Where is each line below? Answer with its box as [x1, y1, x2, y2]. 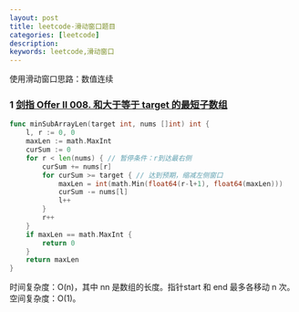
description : [9, 38, 59, 48]
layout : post [9, 13, 59, 23]
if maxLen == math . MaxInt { [26, 230, 132, 239]
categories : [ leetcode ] [9, 30, 100, 39]
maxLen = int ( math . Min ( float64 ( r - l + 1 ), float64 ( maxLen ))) [57, 179, 284, 188]
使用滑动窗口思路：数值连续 [9, 74, 114, 85]
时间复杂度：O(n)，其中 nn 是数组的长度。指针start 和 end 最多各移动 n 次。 [9, 282, 295, 293]
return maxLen [26, 255, 79, 265]
